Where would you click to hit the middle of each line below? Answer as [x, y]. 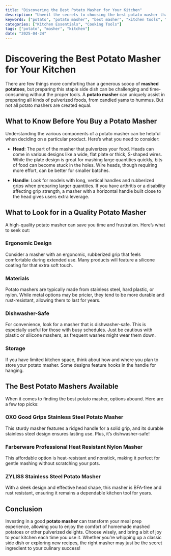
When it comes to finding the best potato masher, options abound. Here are [84, 399]
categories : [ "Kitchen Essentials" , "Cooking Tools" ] [64, 24]
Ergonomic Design [28, 243]
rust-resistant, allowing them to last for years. [53, 300]
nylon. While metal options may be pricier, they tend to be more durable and [85, 295]
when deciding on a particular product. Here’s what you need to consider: [82, 139]
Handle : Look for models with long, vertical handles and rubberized [83, 180]
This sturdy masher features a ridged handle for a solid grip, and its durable [84, 428]
